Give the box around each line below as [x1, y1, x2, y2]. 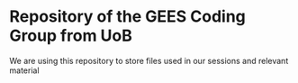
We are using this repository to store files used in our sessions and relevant [9, 55, 289, 66]
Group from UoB [9, 25, 133, 46]
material [9, 65, 40, 76]
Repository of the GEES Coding [9, 6, 246, 27]
